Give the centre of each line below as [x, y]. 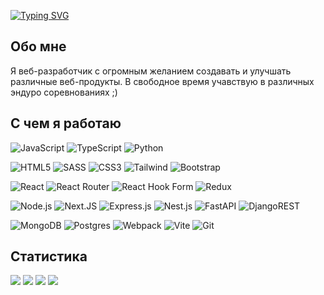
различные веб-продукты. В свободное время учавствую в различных [162, 81]
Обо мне [38, 46]
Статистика [49, 256]
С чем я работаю [66, 123]
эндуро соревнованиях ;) [64, 92]
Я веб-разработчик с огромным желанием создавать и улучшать [151, 71]
